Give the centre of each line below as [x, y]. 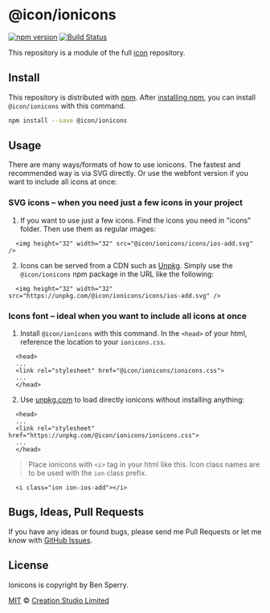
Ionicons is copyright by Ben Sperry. [68, 585]
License [29, 565]
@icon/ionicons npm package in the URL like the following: [117, 274]
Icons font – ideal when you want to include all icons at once [128, 316]
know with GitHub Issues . [51, 540]
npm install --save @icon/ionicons [68, 121]
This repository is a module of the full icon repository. [97, 52]
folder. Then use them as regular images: [88, 229]
